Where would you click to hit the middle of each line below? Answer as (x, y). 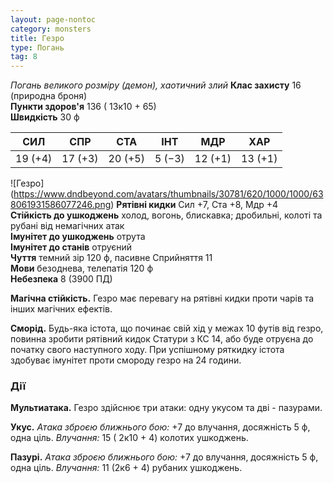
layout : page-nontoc (53, 19)
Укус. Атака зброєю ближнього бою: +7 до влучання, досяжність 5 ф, (160, 427)
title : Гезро (37, 38)
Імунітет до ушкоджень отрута (78, 237)
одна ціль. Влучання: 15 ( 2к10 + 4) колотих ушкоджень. (129, 438)
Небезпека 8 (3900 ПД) (61, 279)
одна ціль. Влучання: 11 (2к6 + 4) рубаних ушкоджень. (126, 468)
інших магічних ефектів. (61, 309)
